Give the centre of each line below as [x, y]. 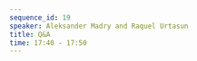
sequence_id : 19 [40, 17]
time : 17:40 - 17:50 [49, 43]
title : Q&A [30, 34]
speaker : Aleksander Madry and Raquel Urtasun [99, 26]
